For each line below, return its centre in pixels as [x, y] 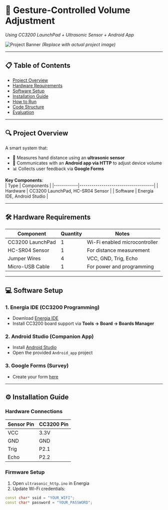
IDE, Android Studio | [27, 196]
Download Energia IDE [35, 318]
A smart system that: [26, 148]
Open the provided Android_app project [52, 353]
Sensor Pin [21, 424]
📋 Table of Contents [38, 65]
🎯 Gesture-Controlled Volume [68, 10]
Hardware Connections [34, 411]
